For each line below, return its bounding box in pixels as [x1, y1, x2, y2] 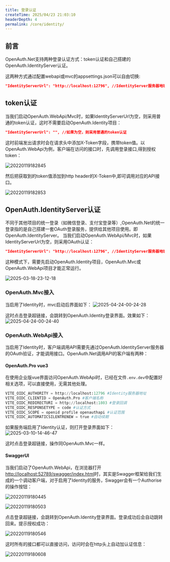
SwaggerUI [5, 452, 29, 458]
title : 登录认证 [5, 7, 36, 13]
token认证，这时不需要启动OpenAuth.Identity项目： [14, 119, 121, 126]
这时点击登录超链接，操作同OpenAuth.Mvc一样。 [5, 441, 108, 447]
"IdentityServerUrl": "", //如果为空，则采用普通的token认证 [5, 130, 127, 135]
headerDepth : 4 [5, 17, 37, 22]
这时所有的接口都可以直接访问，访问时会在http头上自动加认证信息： [5, 541, 147, 547]
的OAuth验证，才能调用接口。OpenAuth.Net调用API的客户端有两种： [5, 350, 148, 356]
